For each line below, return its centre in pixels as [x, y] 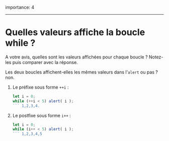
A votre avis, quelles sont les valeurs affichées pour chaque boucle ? [76, 57]
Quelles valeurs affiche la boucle [75, 32]
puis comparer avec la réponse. [45, 62]
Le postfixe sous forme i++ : [42, 115]
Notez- [156, 57]
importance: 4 [20, 7]
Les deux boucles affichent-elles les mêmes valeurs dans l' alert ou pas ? [82, 72]
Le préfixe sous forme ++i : [40, 87]
